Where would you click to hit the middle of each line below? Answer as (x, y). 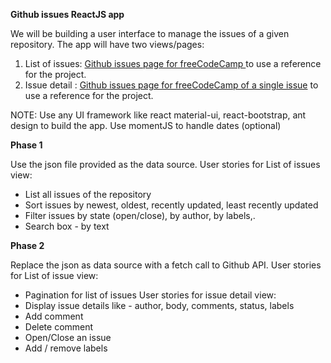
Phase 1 (26, 145)
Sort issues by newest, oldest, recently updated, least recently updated (171, 205)
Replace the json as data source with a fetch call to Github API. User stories (166, 265)
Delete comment (59, 327)
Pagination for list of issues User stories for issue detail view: (150, 295)
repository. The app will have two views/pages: (107, 44)
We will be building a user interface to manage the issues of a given (150, 33)
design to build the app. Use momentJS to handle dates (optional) (146, 125)
